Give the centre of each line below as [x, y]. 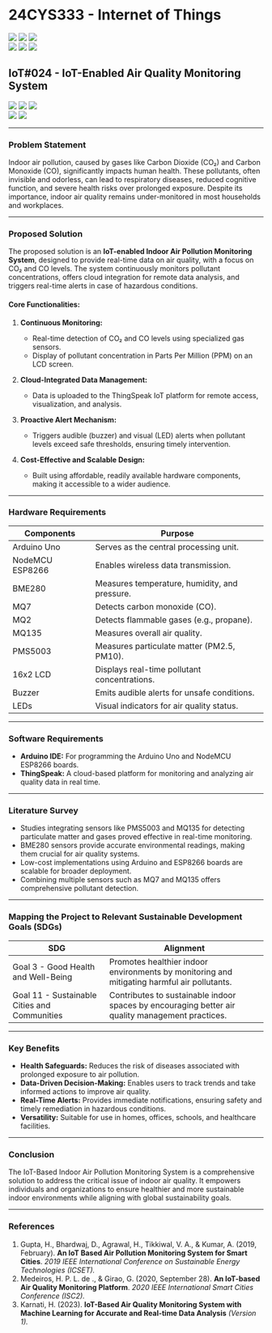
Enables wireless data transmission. [163, 565]
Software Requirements [56, 738]
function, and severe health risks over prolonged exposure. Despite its [125, 189]
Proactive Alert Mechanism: [68, 419]
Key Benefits [34, 1048]
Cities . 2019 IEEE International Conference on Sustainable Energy [130, 1261]
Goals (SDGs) [35, 927]
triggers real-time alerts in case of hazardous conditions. [103, 286]
